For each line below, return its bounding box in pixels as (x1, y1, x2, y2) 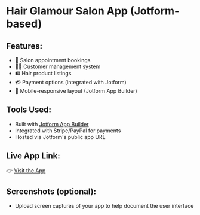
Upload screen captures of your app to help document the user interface (14, 202, 194, 210)
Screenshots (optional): (6, 187, 97, 197)
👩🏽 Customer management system (14, 63, 101, 70)
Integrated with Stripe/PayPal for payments (14, 127, 121, 134)
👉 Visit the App (6, 166, 46, 174)
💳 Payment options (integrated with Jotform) (14, 79, 127, 86)
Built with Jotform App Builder (14, 120, 89, 128)
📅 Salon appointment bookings (14, 57, 91, 63)
